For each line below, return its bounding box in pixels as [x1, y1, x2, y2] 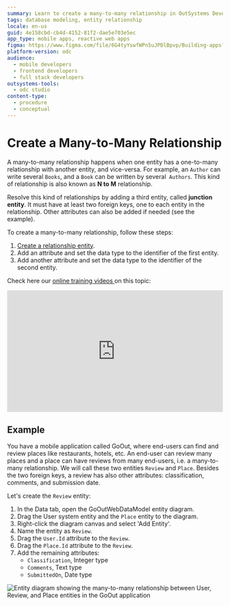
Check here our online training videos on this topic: [7, 276, 151, 284]
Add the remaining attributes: [16, 549, 100, 557]
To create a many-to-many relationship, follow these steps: [7, 228, 173, 237]
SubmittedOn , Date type [27, 570, 92, 579]
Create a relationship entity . [16, 241, 95, 250]
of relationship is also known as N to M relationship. [7, 180, 153, 188]
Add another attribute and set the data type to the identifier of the [16, 256, 203, 264]
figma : [7, 42, 26, 49]
